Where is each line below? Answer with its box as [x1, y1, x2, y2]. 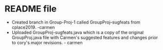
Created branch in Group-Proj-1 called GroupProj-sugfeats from [11, 19, 140, 25]
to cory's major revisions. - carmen [11, 39, 83, 45]
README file [4, 3, 57, 14]
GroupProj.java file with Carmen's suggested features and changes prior [11, 35, 158, 40]
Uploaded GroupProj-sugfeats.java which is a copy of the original [11, 29, 144, 35]
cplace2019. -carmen [11, 24, 55, 30]
